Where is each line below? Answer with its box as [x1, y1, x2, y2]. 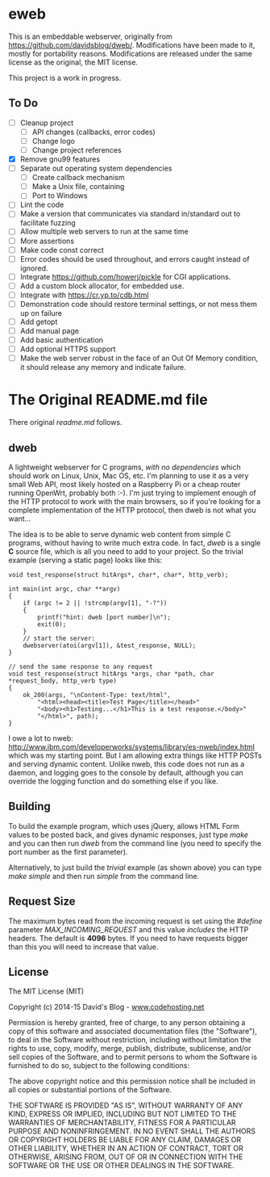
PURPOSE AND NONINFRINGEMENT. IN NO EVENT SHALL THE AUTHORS [8, 1126, 256, 1136]
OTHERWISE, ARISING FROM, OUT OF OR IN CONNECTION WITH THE [8, 1152, 243, 1162]
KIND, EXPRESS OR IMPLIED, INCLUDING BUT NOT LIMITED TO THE [8, 1109, 237, 1119]
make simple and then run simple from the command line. [8, 871, 200, 881]
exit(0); [37, 620, 67, 628]
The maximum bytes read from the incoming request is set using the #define [8, 916, 263, 926]
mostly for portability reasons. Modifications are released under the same [8, 48, 252, 58]
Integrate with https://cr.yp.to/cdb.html [19, 290, 149, 300]
